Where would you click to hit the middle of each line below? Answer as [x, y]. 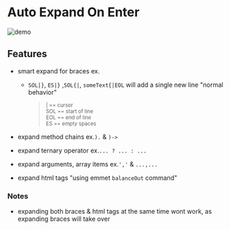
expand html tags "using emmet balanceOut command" [97, 178]
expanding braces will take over [64, 219]
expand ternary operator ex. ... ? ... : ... [82, 150]
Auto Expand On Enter [73, 12]
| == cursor [59, 105]
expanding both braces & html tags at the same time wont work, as [115, 212]
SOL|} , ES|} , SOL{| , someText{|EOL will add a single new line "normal [126, 85]
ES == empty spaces [71, 123]
